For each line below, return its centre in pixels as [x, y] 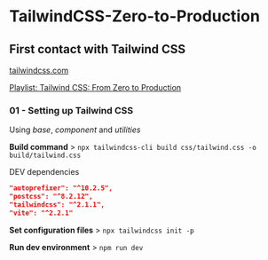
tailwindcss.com [39, 70]
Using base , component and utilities [75, 130]
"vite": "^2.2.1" [41, 213]
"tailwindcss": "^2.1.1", [57, 205]
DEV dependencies [44, 172]
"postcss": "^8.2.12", [51, 197]
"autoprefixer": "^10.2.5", [61, 188]
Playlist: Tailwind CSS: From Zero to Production [95, 87]
